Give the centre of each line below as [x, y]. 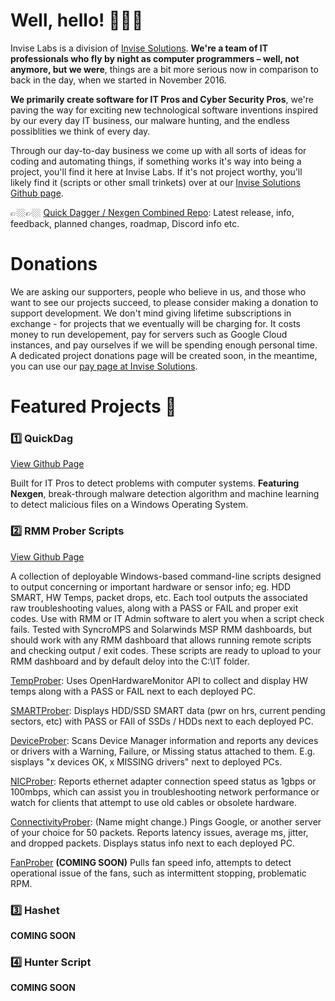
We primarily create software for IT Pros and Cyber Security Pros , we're [162, 99]
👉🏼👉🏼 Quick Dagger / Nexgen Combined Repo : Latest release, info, [152, 212]
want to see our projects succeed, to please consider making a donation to [164, 302]
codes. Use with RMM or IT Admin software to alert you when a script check [167, 618]
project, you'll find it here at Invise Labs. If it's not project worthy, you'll [156, 171]
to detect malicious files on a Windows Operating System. [129, 505]
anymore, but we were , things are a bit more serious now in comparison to [164, 69]
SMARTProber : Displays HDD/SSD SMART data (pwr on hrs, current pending [168, 710]
